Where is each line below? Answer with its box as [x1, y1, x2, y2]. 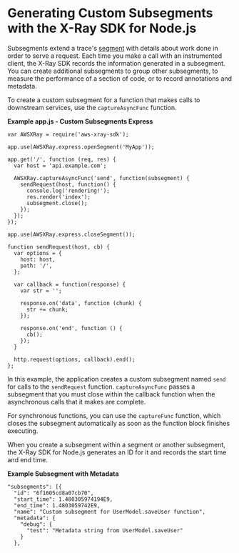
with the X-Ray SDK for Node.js [7, 20, 197, 36]
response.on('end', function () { [20, 324, 123, 332]
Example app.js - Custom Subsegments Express [7, 116, 153, 126]
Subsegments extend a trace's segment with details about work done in [7, 44, 219, 52]
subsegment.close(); [26, 199, 88, 206]
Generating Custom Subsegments [7, 5, 213, 21]
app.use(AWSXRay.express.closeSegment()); [7, 231, 136, 238]
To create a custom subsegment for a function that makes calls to [7, 95, 200, 104]
